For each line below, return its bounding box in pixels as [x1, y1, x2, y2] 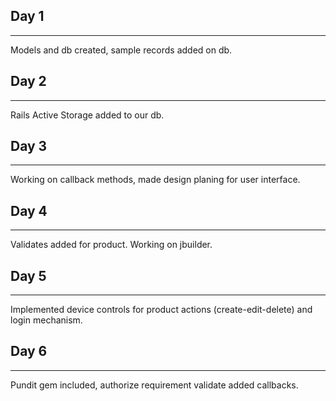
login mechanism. [10, 314, 83, 326]
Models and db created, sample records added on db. [10, 44, 233, 56]
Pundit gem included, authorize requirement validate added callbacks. [10, 379, 299, 391]
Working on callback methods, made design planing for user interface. [10, 174, 301, 186]
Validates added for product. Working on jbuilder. [10, 239, 213, 251]
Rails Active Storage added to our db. [10, 109, 165, 121]
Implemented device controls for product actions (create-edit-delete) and [10, 304, 313, 316]
